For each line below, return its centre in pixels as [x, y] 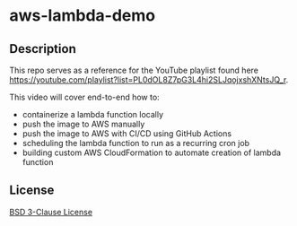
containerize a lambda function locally [93, 114]
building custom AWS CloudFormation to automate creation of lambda [151, 152]
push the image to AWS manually [83, 124]
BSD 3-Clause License [51, 212]
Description [43, 49]
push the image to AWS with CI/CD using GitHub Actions [127, 134]
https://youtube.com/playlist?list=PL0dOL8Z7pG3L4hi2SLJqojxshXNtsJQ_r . [149, 80]
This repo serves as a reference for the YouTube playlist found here [134, 70]
